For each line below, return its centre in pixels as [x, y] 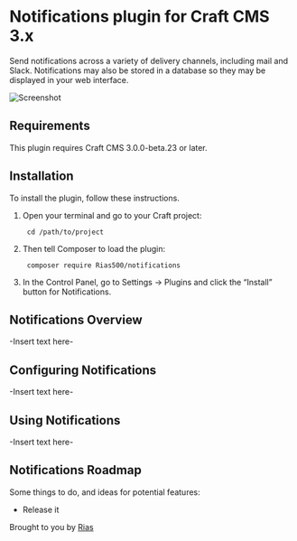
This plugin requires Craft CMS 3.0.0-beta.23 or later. [108, 147]
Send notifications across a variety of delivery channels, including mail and [149, 61]
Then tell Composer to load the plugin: [93, 248]
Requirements [50, 126]
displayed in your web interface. [69, 79]
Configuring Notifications [83, 370]
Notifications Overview [76, 319]
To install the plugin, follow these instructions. [95, 198]
